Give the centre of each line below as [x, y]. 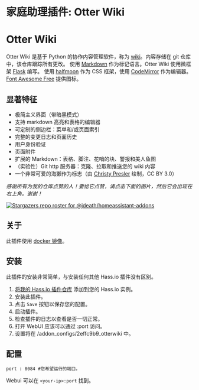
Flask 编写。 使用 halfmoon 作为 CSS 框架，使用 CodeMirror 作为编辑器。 [102, 71]
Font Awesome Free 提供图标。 [44, 79]
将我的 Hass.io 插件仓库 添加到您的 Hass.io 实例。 [75, 289]
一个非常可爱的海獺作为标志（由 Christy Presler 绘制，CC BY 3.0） [96, 173]
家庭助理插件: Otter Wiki [66, 12]
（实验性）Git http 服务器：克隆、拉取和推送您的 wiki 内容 [85, 166]
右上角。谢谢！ [24, 193]
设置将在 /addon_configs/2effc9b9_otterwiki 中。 [74, 333]
